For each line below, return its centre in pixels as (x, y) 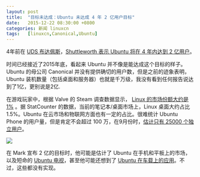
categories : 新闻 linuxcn (37, 28)
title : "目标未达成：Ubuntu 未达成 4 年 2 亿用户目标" (71, 17)
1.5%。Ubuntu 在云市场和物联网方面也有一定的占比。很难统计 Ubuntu (92, 114)
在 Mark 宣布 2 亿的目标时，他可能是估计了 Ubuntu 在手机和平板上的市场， (99, 153)
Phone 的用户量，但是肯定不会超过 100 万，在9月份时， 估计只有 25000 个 (98, 122)
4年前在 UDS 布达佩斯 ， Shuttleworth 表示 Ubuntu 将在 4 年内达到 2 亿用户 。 (101, 52)
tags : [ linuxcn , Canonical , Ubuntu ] (52, 34)
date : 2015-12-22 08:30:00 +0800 (51, 23)
